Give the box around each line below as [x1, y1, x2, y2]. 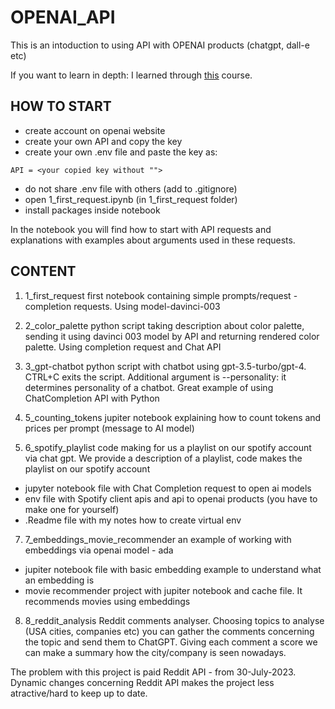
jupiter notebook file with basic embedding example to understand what [24, 563, 322, 575]
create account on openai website [24, 124, 166, 136]
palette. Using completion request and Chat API [24, 341, 222, 353]
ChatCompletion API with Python [24, 392, 160, 404]
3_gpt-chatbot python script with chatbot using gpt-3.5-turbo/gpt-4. [24, 360, 307, 372]
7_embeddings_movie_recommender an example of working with [24, 533, 292, 545]
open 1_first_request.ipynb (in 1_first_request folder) [24, 193, 238, 205]
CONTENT [10, 263, 77, 280]
